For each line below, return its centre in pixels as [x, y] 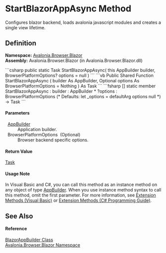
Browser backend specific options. [53, 140]
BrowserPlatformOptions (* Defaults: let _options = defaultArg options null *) [83, 96]
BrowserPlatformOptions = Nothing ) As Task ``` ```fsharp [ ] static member [81, 86]
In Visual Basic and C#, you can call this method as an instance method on [81, 185]
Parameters [17, 113]
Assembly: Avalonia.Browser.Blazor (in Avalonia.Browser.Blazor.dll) [74, 61]
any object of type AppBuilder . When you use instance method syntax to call [83, 190]
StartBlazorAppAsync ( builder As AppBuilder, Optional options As [72, 80]
